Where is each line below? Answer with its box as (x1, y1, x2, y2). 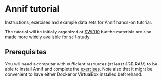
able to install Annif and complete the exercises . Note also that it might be (5, 66, 153, 72)
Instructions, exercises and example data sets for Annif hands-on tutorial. (5, 19, 152, 25)
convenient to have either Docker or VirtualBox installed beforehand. (5, 71, 143, 77)
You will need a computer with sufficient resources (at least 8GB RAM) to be (5, 61, 158, 66)
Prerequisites (5, 48, 47, 56)
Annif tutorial (5, 3, 60, 15)
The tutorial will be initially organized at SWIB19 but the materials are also (5, 29, 152, 34)
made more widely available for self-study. (5, 34, 91, 40)
